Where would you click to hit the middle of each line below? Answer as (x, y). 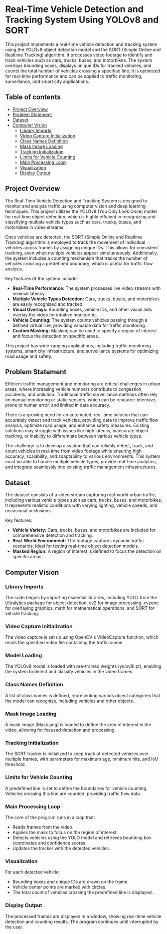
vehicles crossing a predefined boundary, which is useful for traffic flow (79, 263)
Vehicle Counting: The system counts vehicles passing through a (80, 320)
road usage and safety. (29, 356)
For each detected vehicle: (33, 872)
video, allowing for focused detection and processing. (61, 730)
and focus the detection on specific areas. (56, 336)
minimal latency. (29, 293)
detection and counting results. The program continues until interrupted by (82, 922)
